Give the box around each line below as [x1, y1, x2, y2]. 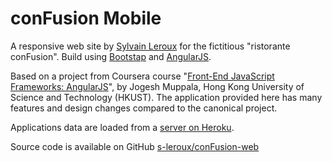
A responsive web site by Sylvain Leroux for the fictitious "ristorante [10, 40, 291, 52]
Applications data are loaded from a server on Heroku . [10, 121, 235, 133]
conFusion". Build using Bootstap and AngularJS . [10, 50, 212, 62]
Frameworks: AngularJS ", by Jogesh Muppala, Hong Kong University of [10, 80, 305, 92]
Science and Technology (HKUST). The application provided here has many [10, 91, 323, 103]
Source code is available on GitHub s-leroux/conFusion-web [10, 140, 260, 152]
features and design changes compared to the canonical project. [10, 102, 278, 114]
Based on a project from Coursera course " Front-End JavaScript [10, 70, 275, 82]
